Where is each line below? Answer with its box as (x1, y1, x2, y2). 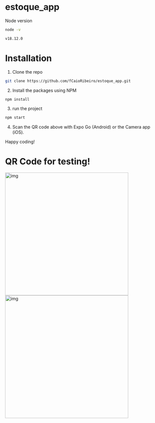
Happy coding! (5, 139, 35, 145)
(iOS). (12, 129, 25, 135)
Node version (5, 18, 33, 24)
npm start (5, 115, 26, 120)
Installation (5, 53, 52, 64)
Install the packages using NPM (12, 87, 77, 93)
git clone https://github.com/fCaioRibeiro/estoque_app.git (5, 78, 131, 84)
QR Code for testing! (5, 156, 91, 167)
